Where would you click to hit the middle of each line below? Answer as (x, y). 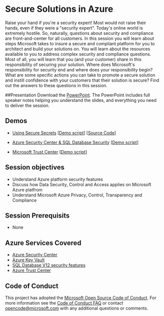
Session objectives (35, 168)
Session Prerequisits (37, 215)
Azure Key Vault (28, 260)
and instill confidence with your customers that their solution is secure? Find (82, 80)
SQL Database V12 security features (49, 265)
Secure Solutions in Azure (59, 9)
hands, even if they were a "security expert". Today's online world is (74, 28)
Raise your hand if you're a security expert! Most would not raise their (76, 23)
